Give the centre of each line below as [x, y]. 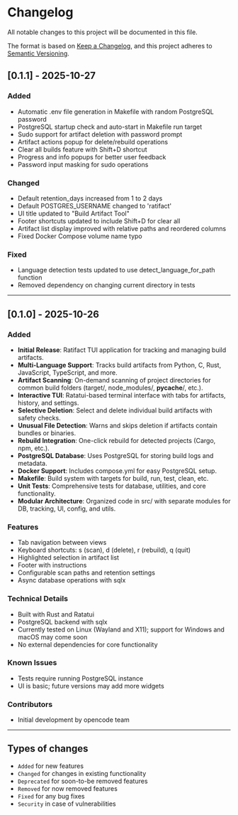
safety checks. [39, 417]
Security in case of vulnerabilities [67, 804]
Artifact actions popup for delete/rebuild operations [93, 142]
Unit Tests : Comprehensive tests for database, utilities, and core [112, 486]
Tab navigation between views [62, 543]
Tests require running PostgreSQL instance [80, 678]
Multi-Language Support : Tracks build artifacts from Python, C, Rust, [119, 365]
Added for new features [50, 766]
